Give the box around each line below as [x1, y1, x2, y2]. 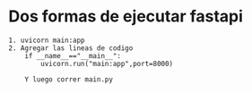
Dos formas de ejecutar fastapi [8, 6, 244, 27]
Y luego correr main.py [24, 74, 114, 84]
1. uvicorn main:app [8, 36, 86, 45]
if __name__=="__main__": [24, 51, 122, 60]
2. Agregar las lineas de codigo [8, 43, 134, 53]
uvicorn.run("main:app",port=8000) [40, 59, 174, 68]
